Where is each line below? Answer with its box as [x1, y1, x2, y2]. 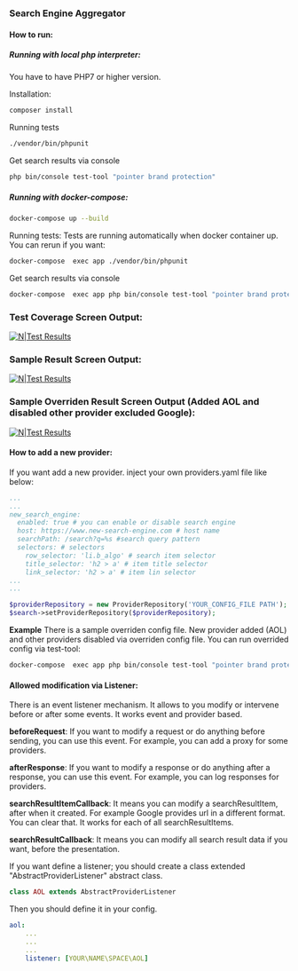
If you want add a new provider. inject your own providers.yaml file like [9, 467, 268, 478]
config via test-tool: [9, 643, 82, 654]
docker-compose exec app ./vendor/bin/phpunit [9, 257, 189, 265]
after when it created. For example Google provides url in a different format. [9, 808, 286, 818]
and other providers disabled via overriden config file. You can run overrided [9, 634, 289, 645]
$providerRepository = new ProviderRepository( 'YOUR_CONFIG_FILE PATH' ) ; [9, 600, 288, 610]
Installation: [9, 89, 51, 99]
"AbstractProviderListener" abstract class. [9, 871, 163, 881]
